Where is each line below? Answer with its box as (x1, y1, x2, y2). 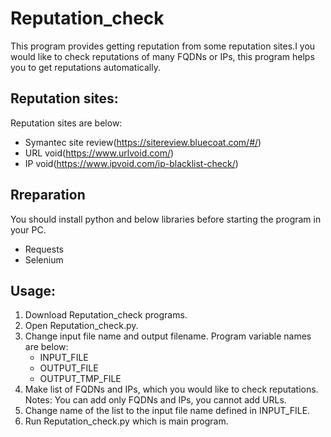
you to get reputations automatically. (10, 61, 161, 73)
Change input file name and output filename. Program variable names (24, 330, 312, 342)
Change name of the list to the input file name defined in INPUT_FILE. (24, 405, 311, 417)
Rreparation (10, 187, 86, 204)
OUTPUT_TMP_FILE (39, 373, 122, 385)
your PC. (10, 223, 47, 236)
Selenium (24, 253, 64, 266)
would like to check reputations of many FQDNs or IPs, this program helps (10, 50, 315, 62)
